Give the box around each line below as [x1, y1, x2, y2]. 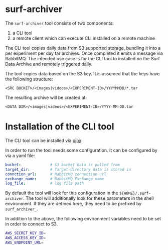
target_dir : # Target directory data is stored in [5, 167, 131, 172]
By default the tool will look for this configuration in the [5, 190, 119, 196]
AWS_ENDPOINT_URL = [5, 240, 44, 245]
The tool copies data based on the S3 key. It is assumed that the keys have [5, 70, 160, 76]
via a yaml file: [5, 152, 35, 159]
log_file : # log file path [5, 181, 84, 186]
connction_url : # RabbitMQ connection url [5, 172, 107, 177]
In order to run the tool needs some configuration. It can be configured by [5, 147, 158, 153]
